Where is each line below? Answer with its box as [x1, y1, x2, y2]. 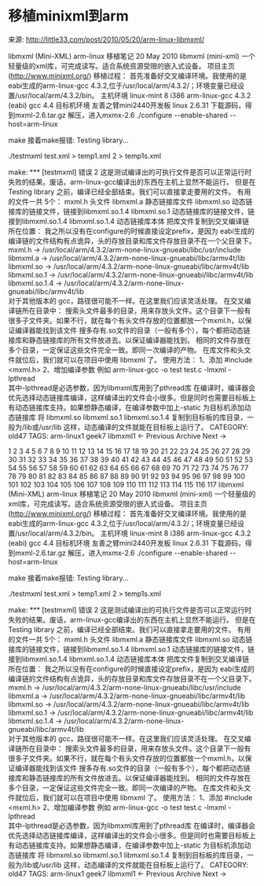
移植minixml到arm [8, 7, 129, 25]
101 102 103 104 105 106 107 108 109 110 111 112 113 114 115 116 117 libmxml [8, 480, 244, 489]
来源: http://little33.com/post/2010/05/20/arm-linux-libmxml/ [8, 35, 204, 44]
